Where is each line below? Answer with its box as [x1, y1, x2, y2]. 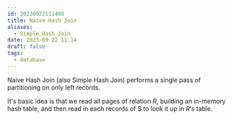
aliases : [7, 23, 33, 30]
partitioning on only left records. [7, 83, 101, 92]
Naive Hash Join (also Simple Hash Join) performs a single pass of [7, 76, 201, 84]
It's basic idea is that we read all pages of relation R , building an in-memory [7, 97, 227, 105]
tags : [7, 50, 23, 57]
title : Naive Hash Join [7, 17, 77, 24]
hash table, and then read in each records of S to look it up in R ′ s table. [7, 104, 213, 113]
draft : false [7, 43, 46, 50]
